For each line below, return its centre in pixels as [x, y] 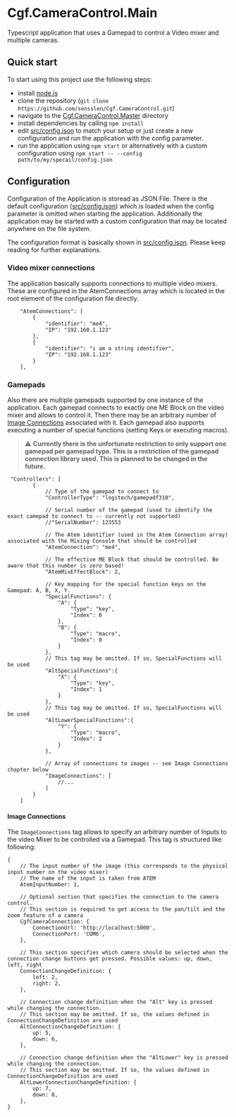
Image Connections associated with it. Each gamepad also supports [106, 422]
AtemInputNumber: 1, [50, 885]
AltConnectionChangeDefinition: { [70, 1027]
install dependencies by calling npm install [81, 123]
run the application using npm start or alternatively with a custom [112, 146]
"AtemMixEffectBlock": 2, [83, 572]
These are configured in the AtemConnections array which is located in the [116, 290]
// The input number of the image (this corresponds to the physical [124, 866]
